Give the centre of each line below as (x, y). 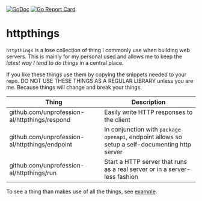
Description (148, 102)
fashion (127, 176)
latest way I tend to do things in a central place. (65, 62)
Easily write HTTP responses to (148, 112)
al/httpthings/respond (40, 119)
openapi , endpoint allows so (143, 137)
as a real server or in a (136, 169)
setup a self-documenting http (148, 144)
